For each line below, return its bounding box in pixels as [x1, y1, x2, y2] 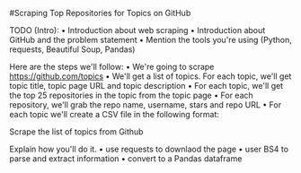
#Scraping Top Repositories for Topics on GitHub [9, 8, 191, 18]
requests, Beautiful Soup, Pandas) [9, 44, 136, 55]
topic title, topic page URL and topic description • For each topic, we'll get [9, 81, 284, 91]
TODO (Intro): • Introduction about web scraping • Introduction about [9, 25, 266, 35]
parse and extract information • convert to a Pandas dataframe [9, 153, 243, 164]
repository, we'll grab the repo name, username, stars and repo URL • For [9, 99, 281, 110]
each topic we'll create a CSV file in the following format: [9, 109, 220, 119]
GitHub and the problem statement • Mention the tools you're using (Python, [9, 35, 292, 45]
